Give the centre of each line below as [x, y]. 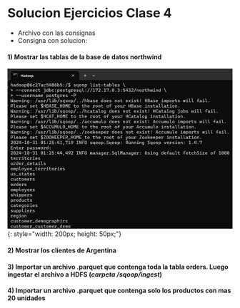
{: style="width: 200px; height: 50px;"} [65, 234]
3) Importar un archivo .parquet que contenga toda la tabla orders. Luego [118, 267]
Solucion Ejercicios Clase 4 [90, 13]
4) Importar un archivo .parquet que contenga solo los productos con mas [119, 291]
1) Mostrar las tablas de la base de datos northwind [85, 57]
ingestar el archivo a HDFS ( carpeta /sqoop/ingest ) [85, 274]
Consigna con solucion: [52, 40]
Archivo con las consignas [56, 33]
